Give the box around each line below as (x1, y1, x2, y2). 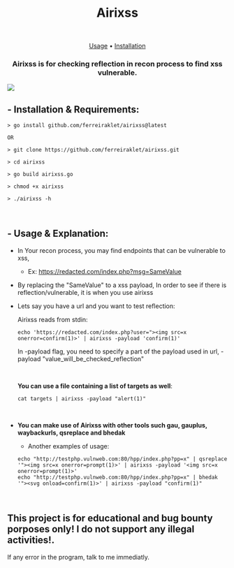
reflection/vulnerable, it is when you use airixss (17, 288, 154, 296)
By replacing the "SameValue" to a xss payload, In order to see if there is (17, 281, 227, 289)
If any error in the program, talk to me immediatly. (7, 553, 150, 561)
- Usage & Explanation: (7, 228, 109, 240)
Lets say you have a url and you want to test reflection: (17, 302, 176, 310)
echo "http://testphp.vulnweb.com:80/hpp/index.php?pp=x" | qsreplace (17, 456, 228, 463)
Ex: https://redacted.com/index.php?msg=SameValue (27, 267, 182, 275)
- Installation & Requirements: (7, 103, 140, 115)
